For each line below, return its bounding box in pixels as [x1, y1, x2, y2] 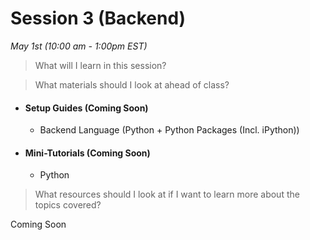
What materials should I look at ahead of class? [34, 78, 230, 91]
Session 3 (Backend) [10, 7, 187, 30]
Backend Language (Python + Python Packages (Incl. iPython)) [39, 124, 300, 136]
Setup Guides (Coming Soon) [24, 102, 149, 114]
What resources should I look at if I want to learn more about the [34, 188, 300, 201]
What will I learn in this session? [34, 59, 167, 71]
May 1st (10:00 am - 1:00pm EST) [10, 40, 148, 52]
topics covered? [34, 199, 102, 211]
